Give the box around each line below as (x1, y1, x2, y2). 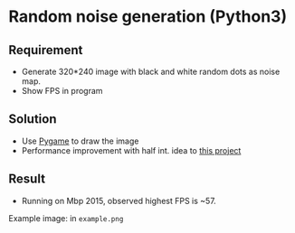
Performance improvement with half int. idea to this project (21, 144, 242, 155)
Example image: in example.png (8, 212, 124, 223)
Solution (8, 111, 57, 127)
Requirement (8, 42, 83, 58)
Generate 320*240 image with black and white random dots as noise (21, 66, 281, 77)
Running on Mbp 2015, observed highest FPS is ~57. (21, 195, 216, 206)
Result (8, 172, 46, 187)
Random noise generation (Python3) (8, 6, 287, 27)
